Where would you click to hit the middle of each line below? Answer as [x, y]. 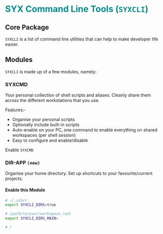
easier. [12, 44]
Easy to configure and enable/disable [50, 140]
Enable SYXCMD [19, 150]
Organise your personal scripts [44, 120]
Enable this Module [25, 190]
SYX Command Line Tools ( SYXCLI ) [77, 9]
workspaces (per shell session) [44, 135]
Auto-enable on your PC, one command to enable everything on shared [85, 130]
